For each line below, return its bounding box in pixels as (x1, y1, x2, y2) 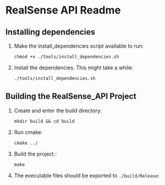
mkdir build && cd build (13, 118, 75, 124)
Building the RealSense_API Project (5, 92, 137, 102)
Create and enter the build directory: (13, 107, 102, 114)
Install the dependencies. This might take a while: (13, 64, 133, 71)
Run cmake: (13, 129, 43, 136)
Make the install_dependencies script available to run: (13, 42, 144, 49)
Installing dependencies (5, 27, 95, 37)
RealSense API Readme (5, 4, 121, 17)
